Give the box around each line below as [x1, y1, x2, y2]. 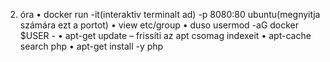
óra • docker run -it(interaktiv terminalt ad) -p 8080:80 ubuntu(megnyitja [19, 9, 321, 20]
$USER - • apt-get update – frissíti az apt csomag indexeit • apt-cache [19, 30, 312, 41]
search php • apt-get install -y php [19, 40, 164, 52]
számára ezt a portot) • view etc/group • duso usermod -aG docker [19, 19, 300, 31]
